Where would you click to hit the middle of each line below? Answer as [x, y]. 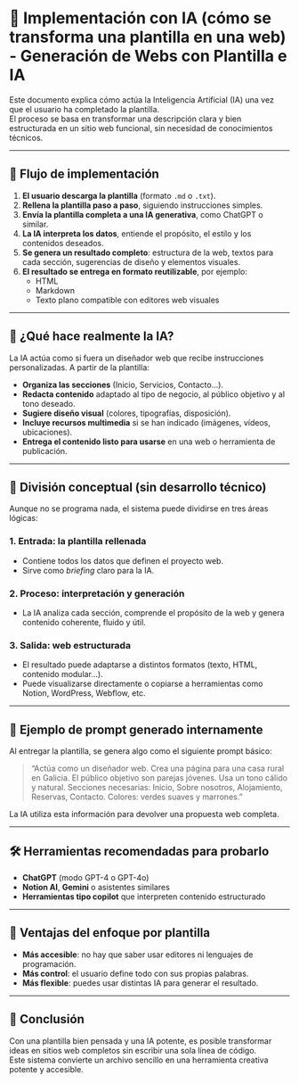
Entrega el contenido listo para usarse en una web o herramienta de [149, 442]
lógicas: [24, 518]
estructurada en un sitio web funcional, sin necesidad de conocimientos [141, 128]
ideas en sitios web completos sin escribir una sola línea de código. [133, 1050]
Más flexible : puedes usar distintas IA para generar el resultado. [140, 983]
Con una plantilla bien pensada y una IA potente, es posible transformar [141, 1041]
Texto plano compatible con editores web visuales [127, 300]
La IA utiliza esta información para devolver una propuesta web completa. [144, 814]
